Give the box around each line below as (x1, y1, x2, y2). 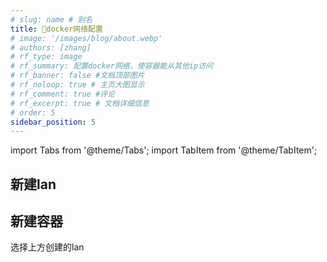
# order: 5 (10, 107, 56, 118)
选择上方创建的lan (10, 241, 85, 253)
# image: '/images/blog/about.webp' (10, 33, 163, 43)
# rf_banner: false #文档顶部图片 (10, 71, 145, 81)
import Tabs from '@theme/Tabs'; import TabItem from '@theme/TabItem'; (10, 144, 318, 156)
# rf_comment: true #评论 (10, 89, 115, 99)
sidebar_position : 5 (10, 117, 97, 127)
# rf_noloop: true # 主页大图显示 (10, 80, 145, 90)
